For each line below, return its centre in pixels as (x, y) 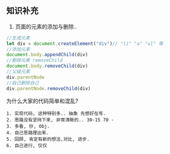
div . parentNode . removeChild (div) (49, 88)
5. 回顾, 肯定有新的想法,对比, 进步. (48, 139)
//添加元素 (18, 49)
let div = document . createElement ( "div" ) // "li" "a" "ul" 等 (85, 43)
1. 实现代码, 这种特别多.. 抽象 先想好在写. (56, 114)
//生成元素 (18, 38)
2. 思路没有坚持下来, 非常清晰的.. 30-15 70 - (60, 120)
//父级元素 (18, 72)
